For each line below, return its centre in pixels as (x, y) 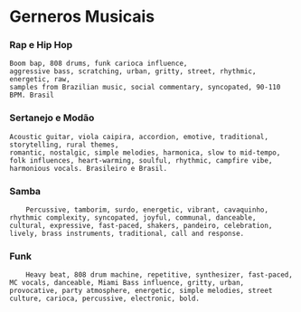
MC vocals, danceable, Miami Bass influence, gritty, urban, (127, 283)
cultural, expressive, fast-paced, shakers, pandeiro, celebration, (141, 226)
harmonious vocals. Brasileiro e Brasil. (89, 168)
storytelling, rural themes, (64, 145)
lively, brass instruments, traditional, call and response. (127, 234)
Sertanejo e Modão (52, 118)
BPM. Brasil (32, 95)
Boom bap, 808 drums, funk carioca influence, (99, 64)
